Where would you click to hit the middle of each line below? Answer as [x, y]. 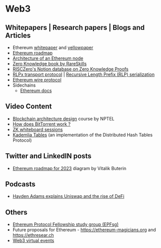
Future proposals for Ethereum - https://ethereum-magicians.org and [84, 230]
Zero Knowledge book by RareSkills [49, 64]
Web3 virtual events [33, 240]
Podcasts [20, 184]
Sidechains [24, 85]
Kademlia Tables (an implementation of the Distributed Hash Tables [83, 135]
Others [16, 212]
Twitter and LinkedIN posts [48, 156]
